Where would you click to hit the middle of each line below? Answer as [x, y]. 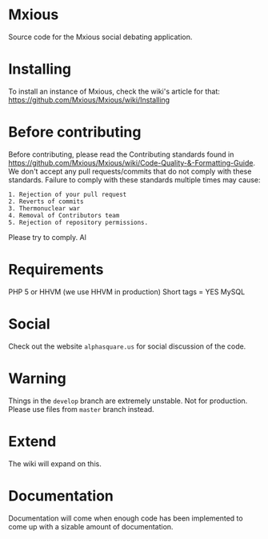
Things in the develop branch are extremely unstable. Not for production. [128, 401]
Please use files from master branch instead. [81, 409]
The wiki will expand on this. [55, 463]
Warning [37, 378]
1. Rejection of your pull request [68, 194]
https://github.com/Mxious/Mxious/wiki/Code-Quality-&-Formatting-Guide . [132, 162]
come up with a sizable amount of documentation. [91, 526]
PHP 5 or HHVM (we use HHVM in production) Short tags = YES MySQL [127, 291]
